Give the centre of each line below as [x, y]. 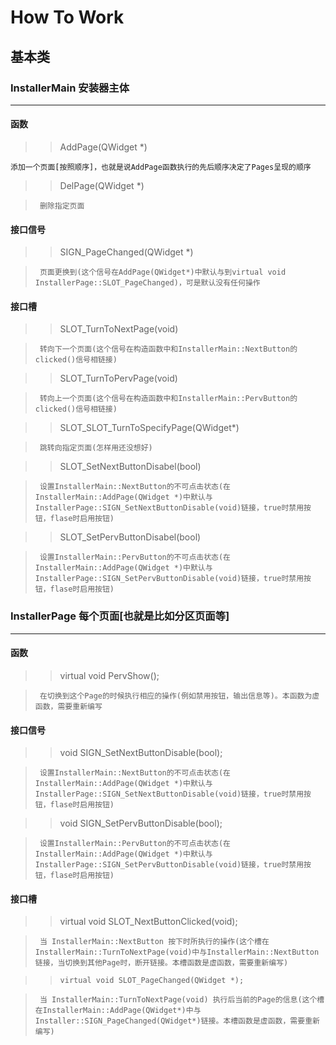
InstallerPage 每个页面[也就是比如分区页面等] [120, 616]
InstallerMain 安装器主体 [70, 88]
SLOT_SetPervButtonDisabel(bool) [130, 537]
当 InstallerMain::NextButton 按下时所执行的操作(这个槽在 [154, 942]
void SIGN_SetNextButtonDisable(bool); [141, 753]
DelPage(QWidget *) [102, 186]
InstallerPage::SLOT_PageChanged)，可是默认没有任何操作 [147, 283]
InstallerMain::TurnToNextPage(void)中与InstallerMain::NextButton [177, 952]
